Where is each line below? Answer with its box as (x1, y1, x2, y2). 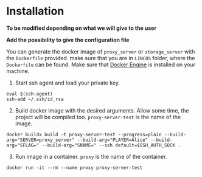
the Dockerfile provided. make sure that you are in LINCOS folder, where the (6, 54, 195, 61)
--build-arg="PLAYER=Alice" (77, 137, 148, 143)
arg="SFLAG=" (6, 142, 40, 148)
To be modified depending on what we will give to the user (6, 24, 157, 32)
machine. (6, 67, 30, 74)
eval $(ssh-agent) (6, 91, 53, 97)
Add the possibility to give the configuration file (6, 36, 130, 43)
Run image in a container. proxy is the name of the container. (15, 153, 167, 160)
